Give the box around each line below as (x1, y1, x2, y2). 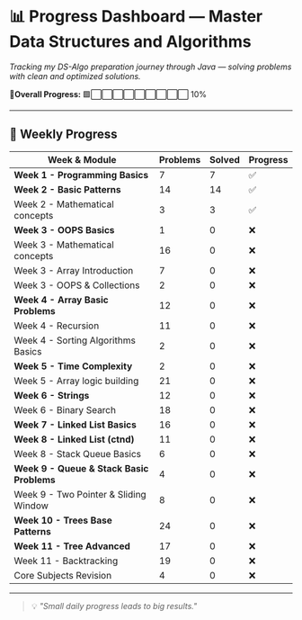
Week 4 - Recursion (13, 319, 100, 332)
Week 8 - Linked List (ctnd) (13, 433, 135, 445)
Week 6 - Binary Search (13, 403, 117, 416)
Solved (209, 153, 240, 166)
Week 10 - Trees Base (13, 514, 112, 526)
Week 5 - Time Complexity (13, 360, 133, 373)
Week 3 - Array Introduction (13, 264, 134, 276)
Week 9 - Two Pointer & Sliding (13, 488, 147, 500)
